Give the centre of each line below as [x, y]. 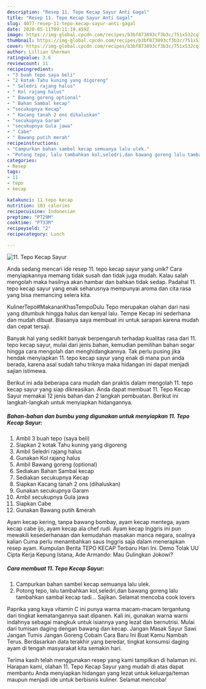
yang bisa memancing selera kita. [49, 294]
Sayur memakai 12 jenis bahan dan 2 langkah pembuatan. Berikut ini [93, 396]
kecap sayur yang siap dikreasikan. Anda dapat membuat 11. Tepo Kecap [99, 389]
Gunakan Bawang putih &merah [56, 510]
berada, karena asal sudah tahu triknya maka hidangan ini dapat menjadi [98, 364]
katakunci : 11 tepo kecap [40, 200]
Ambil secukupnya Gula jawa [52, 497]
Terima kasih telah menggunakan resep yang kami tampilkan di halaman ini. [102, 660]
